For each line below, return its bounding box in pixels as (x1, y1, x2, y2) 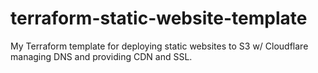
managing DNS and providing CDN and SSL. (10, 50, 193, 62)
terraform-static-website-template (10, 7, 308, 30)
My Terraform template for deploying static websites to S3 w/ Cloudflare (10, 40, 309, 52)
